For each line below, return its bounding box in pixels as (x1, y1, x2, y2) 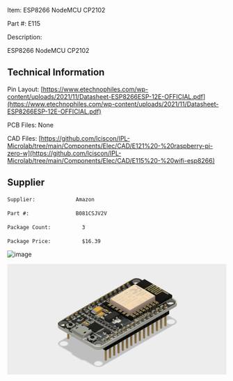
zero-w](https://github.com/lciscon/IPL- (7, 149, 122, 157)
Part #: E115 (7, 20, 40, 27)
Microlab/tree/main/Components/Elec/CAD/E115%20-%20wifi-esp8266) (7, 156, 216, 164)
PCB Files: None (7, 120, 54, 129)
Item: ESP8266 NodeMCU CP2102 (7, 6, 106, 14)
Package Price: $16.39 (7, 238, 101, 244)
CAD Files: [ (7, 134, 42, 142)
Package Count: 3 (7, 224, 86, 231)
